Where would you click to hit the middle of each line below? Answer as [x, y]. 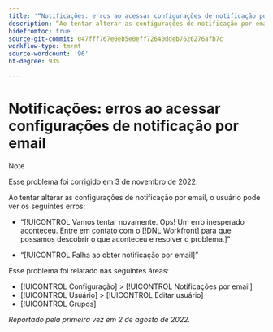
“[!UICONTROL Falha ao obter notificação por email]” [109, 255]
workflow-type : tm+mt [45, 46]
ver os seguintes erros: [47, 206]
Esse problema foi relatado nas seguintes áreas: [89, 270]
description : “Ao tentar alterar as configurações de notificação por [130, 24]
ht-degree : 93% [34, 62]
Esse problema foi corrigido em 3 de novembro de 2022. [103, 181]
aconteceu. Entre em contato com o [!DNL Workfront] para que [126, 230]
